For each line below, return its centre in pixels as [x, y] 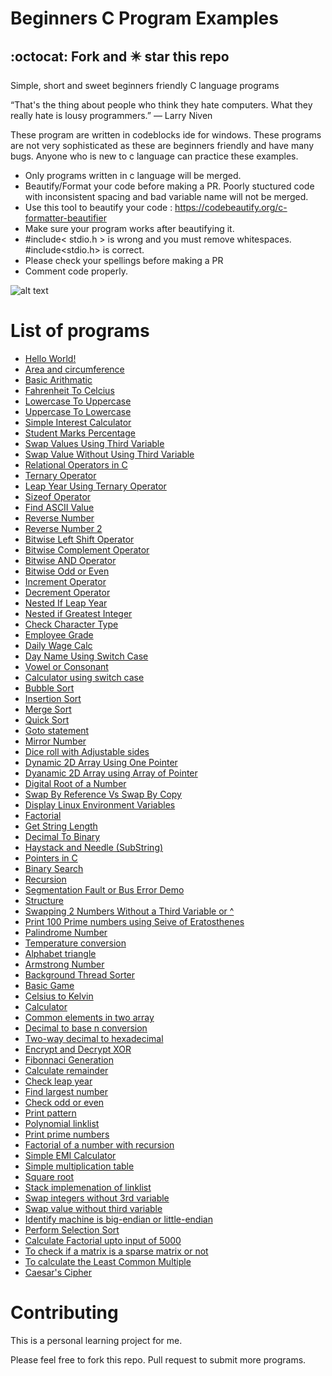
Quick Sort [47, 719]
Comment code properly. [76, 271]
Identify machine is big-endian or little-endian [118, 1219]
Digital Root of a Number [75, 783]
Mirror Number [55, 741]
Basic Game [49, 985]
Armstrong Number [64, 964]
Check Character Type [71, 624]
